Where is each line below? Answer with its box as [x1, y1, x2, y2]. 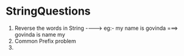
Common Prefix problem [14, 37, 77, 44]
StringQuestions [5, 4, 91, 18]
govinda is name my [14, 30, 65, 38]
